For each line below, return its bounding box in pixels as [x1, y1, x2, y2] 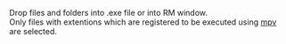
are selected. [9, 26, 58, 36]
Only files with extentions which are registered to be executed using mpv [9, 17, 277, 27]
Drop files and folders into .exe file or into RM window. [9, 8, 208, 18]
